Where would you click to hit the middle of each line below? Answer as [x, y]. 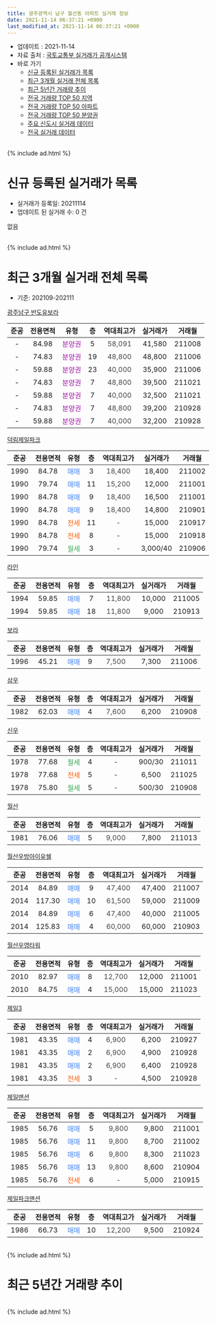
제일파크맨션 [24, 1199]
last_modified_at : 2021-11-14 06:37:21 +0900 [73, 26]
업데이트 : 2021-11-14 [46, 47]
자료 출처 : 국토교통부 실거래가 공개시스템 [72, 55]
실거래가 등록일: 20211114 [51, 204]
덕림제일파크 [24, 440]
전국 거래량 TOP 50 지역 [60, 98]
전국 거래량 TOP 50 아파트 [62, 106]
